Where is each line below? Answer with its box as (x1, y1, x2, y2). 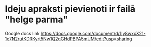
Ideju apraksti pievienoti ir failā (5, 3, 136, 15)
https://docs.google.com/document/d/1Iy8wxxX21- (40, 30, 146, 36)
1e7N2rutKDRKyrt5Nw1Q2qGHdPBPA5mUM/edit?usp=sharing (5, 36, 132, 42)
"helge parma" (5, 14, 68, 25)
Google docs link (5, 30, 40, 36)
